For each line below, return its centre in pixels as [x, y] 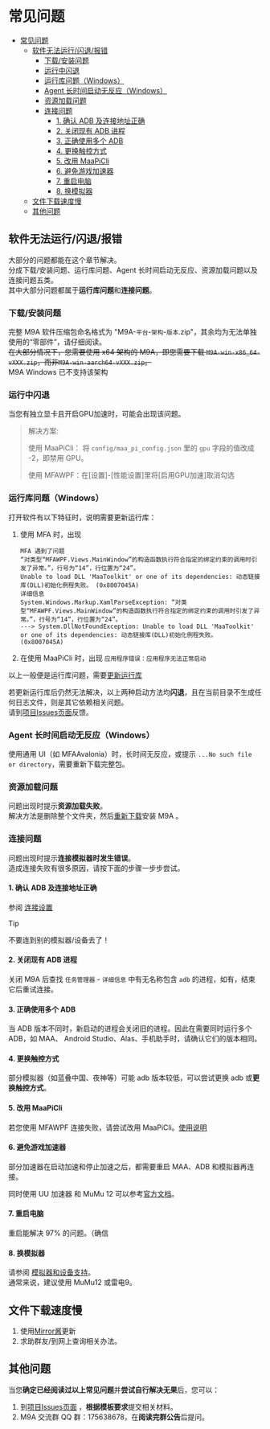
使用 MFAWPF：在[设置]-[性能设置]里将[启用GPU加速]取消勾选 [131, 475]
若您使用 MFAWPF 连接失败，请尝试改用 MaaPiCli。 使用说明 [108, 1127]
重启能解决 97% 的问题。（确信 [58, 1233]
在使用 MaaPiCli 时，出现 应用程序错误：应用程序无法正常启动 [113, 658]
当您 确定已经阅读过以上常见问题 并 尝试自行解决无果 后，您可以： [114, 1390]
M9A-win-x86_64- [233, 353]
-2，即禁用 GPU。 [58, 458]
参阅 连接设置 [31, 907]
